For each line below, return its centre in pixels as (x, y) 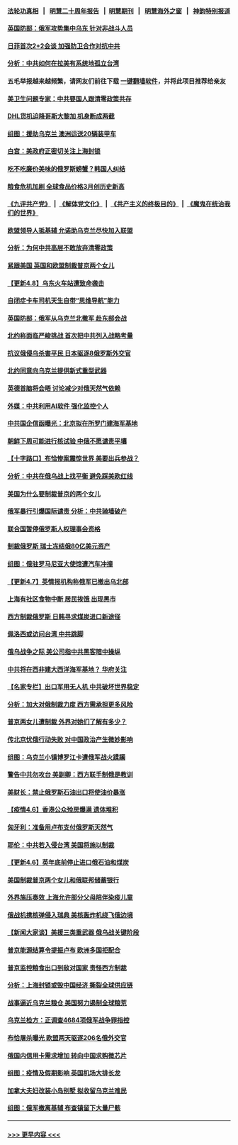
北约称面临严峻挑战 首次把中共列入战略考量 (70, 336)
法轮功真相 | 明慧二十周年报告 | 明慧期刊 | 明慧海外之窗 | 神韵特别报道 (119, 11)
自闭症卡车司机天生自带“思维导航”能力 (64, 301)
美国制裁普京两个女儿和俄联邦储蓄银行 (63, 880)
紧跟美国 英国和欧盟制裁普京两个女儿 (61, 265)
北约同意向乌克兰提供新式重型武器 (57, 371)
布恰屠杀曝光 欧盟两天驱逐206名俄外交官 (67, 1038)
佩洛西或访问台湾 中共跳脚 (45, 634)
